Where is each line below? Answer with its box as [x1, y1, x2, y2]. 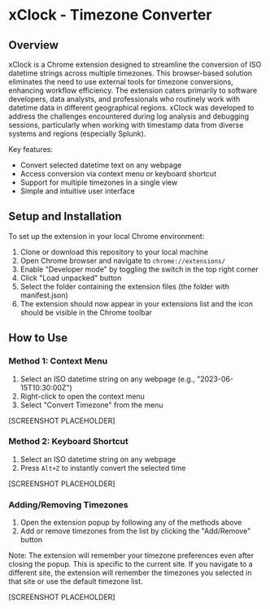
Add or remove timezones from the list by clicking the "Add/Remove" [20, 526, 251, 536]
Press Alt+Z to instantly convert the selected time [20, 463, 186, 472]
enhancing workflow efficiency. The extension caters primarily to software [8, 85, 258, 95]
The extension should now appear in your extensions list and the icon [20, 298, 254, 308]
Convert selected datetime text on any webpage [20, 160, 182, 170]
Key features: [8, 145, 53, 154]
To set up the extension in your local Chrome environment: [8, 231, 205, 241]
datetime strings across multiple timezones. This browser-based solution [8, 68, 253, 78]
